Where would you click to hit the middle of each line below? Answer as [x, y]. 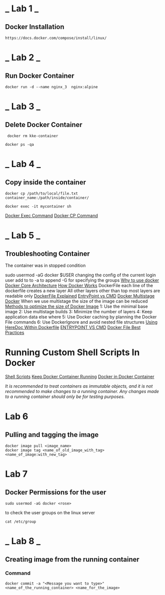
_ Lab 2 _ [23, 58]
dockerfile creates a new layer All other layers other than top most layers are [82, 291]
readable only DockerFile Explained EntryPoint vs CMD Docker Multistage [80, 296]
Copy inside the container [46, 182]
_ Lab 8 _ [23, 541]
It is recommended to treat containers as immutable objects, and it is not [79, 386]
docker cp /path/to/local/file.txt [42, 194]
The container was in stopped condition [46, 265]
